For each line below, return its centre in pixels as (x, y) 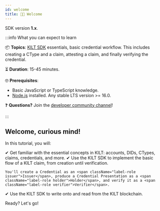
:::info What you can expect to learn (41, 38)
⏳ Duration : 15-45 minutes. (32, 69)
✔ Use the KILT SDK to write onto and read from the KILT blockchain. (74, 194)
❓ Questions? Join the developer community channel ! (59, 105)
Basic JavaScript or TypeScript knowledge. (55, 90)
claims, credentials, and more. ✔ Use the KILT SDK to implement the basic (79, 158)
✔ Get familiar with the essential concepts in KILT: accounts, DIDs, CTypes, (80, 153)
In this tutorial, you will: (28, 143)
